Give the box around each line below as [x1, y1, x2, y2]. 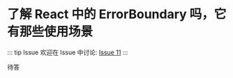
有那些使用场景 [7, 24, 93, 40]
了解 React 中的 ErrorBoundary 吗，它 [7, 6, 227, 22]
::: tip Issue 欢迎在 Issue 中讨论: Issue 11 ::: [7, 48, 128, 56]
